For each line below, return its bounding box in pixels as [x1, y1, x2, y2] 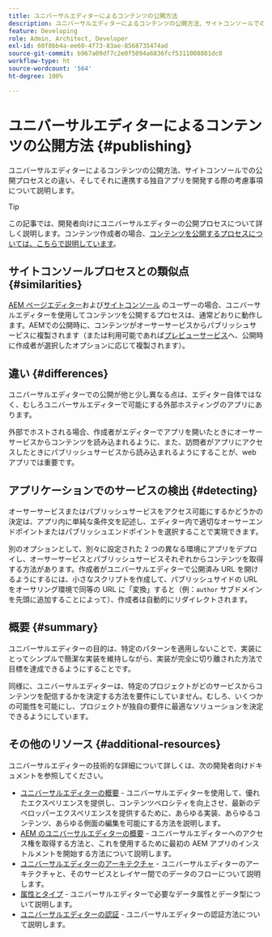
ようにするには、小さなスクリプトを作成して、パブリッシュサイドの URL [15, 574, 258, 584]
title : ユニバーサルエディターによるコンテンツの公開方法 [8, 11, 178, 20]
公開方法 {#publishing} [36, 137, 193, 155]
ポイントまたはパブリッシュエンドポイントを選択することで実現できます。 [15, 527, 263, 536]
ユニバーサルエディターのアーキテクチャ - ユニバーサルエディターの [19, 858, 246, 868]
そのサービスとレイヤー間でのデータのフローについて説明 [70, 868, 261, 879]
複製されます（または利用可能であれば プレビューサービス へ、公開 [36, 330, 257, 340]
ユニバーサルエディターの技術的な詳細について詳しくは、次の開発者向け [8, 760, 249, 770]
